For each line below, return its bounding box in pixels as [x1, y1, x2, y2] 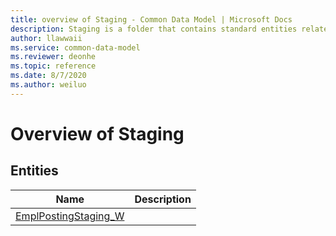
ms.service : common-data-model [10, 42, 141, 53]
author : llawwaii [10, 33, 83, 43]
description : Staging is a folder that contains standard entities [10, 24, 298, 34]
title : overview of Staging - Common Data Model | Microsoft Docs [10, 14, 293, 25]
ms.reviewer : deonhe [10, 52, 97, 62]
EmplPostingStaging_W [15, 209, 125, 223]
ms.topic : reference [10, 61, 97, 71]
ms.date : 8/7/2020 [10, 71, 87, 81]
